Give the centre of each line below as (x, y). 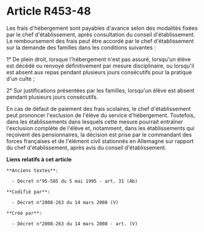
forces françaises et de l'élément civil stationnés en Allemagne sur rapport (100, 141)
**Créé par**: (24, 213)
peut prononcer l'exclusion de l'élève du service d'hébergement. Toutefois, (101, 115)
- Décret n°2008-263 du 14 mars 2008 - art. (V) (75, 223)
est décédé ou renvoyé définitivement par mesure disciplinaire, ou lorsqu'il (100, 66)
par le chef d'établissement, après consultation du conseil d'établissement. (101, 34)
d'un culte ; (20, 79)
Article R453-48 (49, 11)
